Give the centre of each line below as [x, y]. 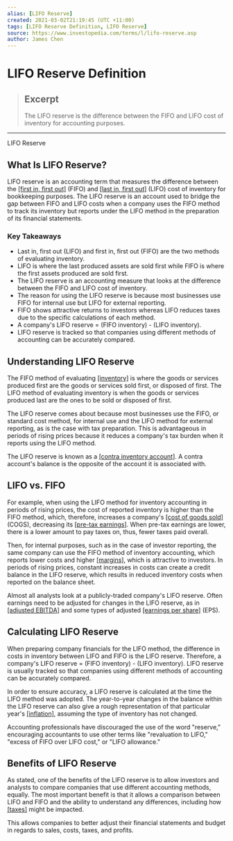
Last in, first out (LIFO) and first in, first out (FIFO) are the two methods [118, 251]
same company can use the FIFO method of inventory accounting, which [111, 552]
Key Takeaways [34, 236]
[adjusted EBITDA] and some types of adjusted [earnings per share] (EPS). [114, 610]
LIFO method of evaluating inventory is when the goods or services [103, 393]
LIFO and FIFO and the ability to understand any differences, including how [114, 802]
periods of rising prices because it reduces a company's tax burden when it [115, 436]
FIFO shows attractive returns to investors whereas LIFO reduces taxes [119, 310]
